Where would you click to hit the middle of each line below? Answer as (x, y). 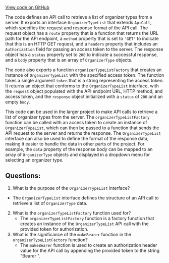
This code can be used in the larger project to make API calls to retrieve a (81, 112)
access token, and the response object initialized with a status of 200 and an (84, 96)
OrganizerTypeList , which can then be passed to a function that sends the (82, 128)
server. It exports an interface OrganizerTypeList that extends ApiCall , (78, 22)
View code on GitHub (27, 7)
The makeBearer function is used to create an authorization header (89, 245)
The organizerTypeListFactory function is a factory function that (87, 218)
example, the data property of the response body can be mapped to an (79, 149)
